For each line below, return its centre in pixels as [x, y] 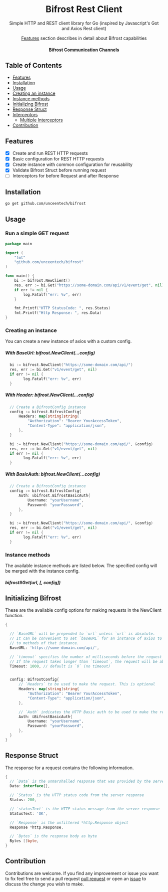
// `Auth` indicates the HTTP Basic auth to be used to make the [88, 712]
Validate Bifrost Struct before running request [59, 170]
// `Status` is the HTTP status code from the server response [77, 795]
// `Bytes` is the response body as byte [53, 836]
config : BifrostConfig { [34, 680]
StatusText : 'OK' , [29, 813]
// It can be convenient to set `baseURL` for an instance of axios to [86, 639]
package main [19, 244]
